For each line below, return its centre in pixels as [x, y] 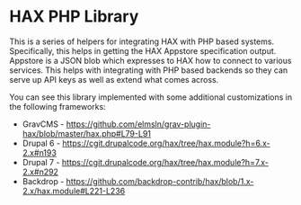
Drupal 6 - [41, 143]
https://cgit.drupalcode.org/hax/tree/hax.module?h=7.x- [165, 162]
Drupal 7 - [41, 162]
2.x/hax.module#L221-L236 [74, 191]
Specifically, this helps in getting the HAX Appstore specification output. [143, 50]
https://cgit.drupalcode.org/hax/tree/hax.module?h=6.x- [167, 143]
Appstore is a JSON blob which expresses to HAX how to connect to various [150, 60]
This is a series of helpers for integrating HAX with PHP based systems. [142, 41]
